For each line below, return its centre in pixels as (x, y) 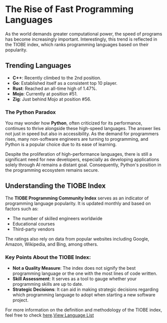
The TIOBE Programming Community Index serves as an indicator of (77, 198)
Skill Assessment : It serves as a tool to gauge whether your (74, 279)
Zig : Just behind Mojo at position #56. (52, 99)
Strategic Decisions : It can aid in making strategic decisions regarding (86, 289)
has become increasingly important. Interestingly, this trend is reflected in (81, 39)
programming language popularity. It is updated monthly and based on (78, 203)
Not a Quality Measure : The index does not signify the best (74, 268)
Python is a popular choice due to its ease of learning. (61, 145)
